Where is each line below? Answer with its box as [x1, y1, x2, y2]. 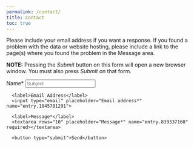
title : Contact [6, 15, 45, 21]
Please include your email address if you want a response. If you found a [6, 37, 188, 44]
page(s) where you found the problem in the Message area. [6, 50, 155, 57]
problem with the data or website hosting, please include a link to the [6, 43, 179, 50]
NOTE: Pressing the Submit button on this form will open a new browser [6, 61, 186, 68]
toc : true [6, 20, 32, 26]
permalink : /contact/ [6, 8, 61, 15]
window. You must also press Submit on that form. [6, 68, 132, 75]
